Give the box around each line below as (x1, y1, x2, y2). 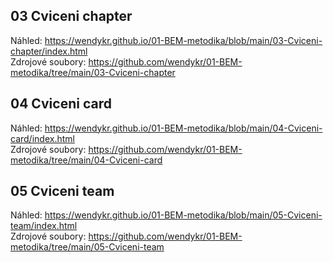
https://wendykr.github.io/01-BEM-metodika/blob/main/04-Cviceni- (44, 122, 323, 134)
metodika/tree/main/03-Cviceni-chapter (10, 66, 176, 78)
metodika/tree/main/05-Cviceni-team (10, 241, 165, 253)
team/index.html (10, 220, 78, 232)
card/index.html (10, 132, 75, 144)
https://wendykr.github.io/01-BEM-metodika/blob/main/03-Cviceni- (44, 34, 323, 46)
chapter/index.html (10, 45, 88, 57)
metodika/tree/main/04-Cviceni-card (10, 154, 163, 166)
